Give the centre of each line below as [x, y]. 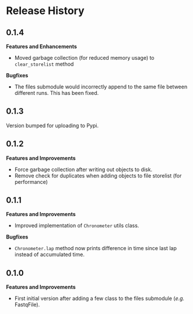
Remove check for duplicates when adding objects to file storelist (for [98, 175]
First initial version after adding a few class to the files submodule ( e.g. [99, 298]
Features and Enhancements [42, 46]
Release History [45, 11]
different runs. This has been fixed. [57, 93]
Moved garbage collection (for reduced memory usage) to [84, 58]
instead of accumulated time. [49, 255]
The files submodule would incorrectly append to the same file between [101, 87]
